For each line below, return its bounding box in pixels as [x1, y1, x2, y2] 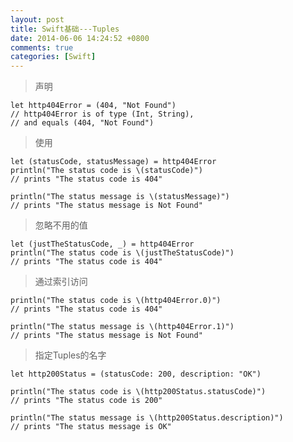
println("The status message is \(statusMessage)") [10, 192, 230, 202]
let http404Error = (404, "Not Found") [10, 101, 177, 111]
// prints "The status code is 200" [10, 396, 163, 406]
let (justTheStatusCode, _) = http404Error [10, 239, 195, 250]
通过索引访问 [34, 276, 88, 288]
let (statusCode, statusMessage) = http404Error [10, 157, 217, 167]
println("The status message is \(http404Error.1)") [10, 322, 235, 332]
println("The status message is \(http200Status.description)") [10, 413, 284, 423]
